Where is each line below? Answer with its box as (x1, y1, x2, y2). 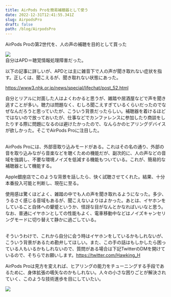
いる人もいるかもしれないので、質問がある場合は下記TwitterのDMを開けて (9, 246, 166, 252)
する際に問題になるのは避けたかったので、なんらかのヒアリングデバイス (14, 121, 166, 127)
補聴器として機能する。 (5, 163, 55, 169)
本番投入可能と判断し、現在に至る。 (5, 180, 82, 186)
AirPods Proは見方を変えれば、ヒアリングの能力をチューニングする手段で (5, 263, 160, 269)
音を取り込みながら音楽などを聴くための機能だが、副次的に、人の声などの (5, 150, 162, 156)
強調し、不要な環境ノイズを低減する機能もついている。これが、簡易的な (14, 157, 166, 163)
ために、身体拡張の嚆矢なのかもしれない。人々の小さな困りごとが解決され (9, 269, 166, 275)
